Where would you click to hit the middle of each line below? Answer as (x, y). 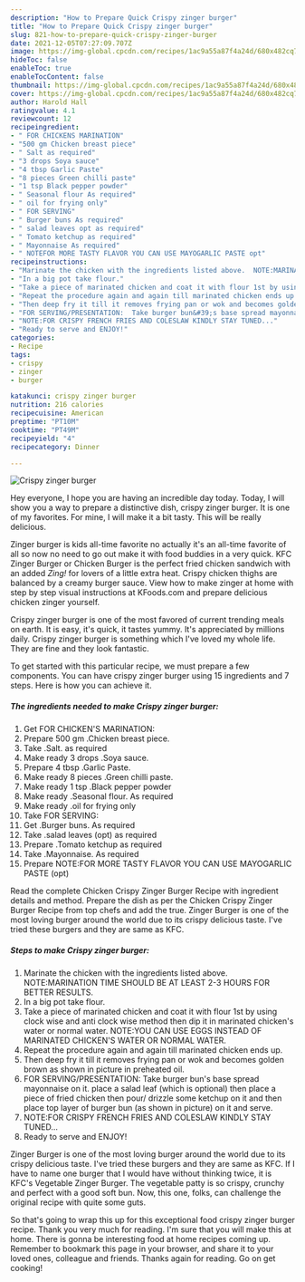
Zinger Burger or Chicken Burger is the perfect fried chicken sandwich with (150, 564)
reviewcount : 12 (41, 119)
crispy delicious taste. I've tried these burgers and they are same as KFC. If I (152, 1164)
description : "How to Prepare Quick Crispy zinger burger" (124, 18)
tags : (20, 354)
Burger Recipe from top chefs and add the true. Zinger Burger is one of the (149, 911)
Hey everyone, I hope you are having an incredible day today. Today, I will (148, 498)
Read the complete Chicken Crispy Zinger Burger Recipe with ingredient (144, 891)
